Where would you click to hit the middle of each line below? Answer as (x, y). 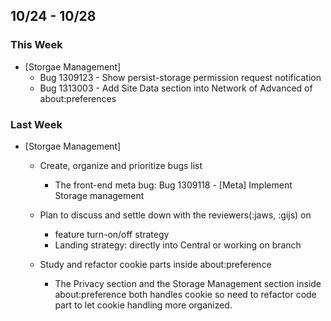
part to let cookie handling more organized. (143, 305)
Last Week (36, 124)
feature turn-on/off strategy (112, 234)
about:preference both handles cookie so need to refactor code (185, 294)
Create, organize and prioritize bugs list (121, 165)
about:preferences (78, 98)
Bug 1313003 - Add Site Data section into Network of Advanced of (176, 88)
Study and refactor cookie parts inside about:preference (155, 264)
